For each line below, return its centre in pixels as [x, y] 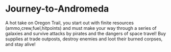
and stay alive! [20, 44]
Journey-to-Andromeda [57, 9]
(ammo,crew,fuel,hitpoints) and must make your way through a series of [81, 28]
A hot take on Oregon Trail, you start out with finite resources [70, 23]
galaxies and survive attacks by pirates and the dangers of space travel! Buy [86, 33]
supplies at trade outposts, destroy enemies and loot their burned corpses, [84, 39]
